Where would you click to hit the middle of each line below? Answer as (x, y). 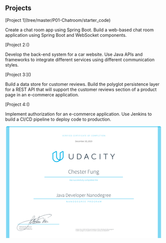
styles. (12, 65)
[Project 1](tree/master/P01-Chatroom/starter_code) (58, 20)
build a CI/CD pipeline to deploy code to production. (58, 119)
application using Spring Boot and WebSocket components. (66, 35)
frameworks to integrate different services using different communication (80, 60)
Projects (18, 8)
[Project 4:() (17, 104)
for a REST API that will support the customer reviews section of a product (81, 89)
